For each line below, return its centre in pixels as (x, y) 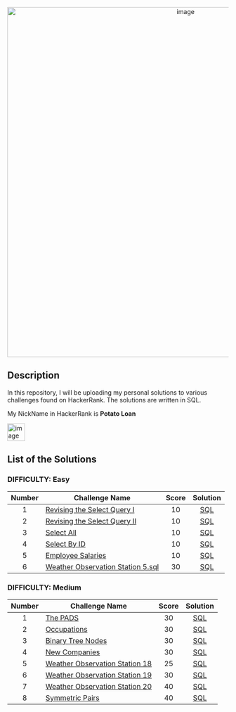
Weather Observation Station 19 (99, 675)
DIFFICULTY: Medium (45, 587)
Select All (61, 533)
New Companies (73, 652)
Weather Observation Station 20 (99, 686)
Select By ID (65, 544)
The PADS (62, 618)
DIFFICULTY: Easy (39, 480)
